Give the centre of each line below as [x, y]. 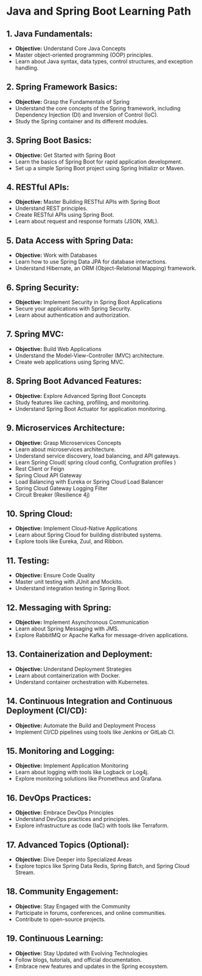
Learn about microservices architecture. [65, 449]
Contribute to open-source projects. [60, 919]
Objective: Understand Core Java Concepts [70, 48]
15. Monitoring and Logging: [61, 751]
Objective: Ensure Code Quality [55, 576]
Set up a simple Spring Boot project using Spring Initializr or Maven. [100, 168]
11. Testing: [28, 561]
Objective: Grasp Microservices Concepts [68, 443]
